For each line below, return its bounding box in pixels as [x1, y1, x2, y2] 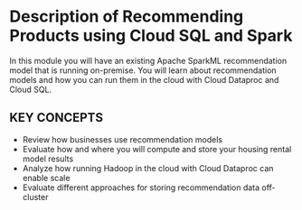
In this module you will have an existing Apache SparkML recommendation [9, 55, 288, 66]
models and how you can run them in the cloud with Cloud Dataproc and [9, 74, 279, 85]
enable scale [22, 172, 71, 183]
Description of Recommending [9, 6, 244, 27]
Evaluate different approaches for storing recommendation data [22, 182, 260, 193]
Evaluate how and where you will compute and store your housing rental [22, 143, 292, 154]
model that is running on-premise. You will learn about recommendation [9, 65, 278, 76]
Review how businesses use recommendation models [22, 133, 223, 145]
